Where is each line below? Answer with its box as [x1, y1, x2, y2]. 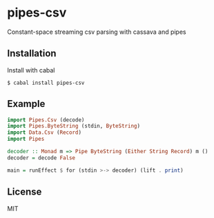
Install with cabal [7, 66, 55, 74]
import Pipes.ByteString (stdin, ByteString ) [7, 123, 140, 130]
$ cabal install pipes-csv [7, 79, 85, 86]
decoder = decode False [7, 154, 76, 161]
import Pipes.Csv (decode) [7, 116, 85, 123]
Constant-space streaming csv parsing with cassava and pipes [7, 28, 186, 36]
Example [7, 98, 46, 110]
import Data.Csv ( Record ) [7, 129, 81, 136]
